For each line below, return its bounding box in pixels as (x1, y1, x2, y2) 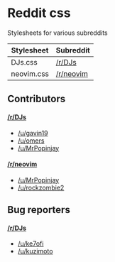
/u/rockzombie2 (17, 183, 65, 192)
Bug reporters (7, 204, 71, 216)
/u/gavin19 (17, 129, 48, 137)
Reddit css (7, 5, 71, 21)
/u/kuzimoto (17, 247, 53, 256)
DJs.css (11, 57, 38, 67)
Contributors (7, 93, 66, 105)
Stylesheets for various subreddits (7, 28, 108, 37)
